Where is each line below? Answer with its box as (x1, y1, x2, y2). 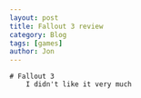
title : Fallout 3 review (9, 22, 104, 31)
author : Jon (9, 47, 55, 56)
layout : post (9, 13, 59, 23)
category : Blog (9, 30, 67, 39)
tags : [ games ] (9, 38, 64, 48)
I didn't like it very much (25, 80, 132, 89)
